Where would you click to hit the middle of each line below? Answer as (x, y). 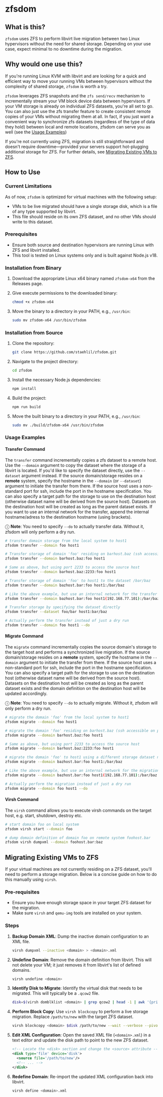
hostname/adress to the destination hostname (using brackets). (68, 517)
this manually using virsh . (31, 879)
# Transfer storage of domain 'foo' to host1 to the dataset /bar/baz (78, 580)
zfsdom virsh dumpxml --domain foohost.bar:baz (54, 842)
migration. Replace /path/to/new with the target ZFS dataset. (73, 1017)
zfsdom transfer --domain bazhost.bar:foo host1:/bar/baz (65, 585)
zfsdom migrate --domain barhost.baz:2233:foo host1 (59, 748)
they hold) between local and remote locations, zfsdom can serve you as (78, 127)
